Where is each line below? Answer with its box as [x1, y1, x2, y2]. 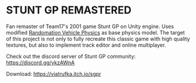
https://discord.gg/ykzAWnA [6, 59, 75, 66]
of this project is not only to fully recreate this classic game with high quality [6, 35, 190, 42]
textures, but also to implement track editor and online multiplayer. [6, 41, 166, 49]
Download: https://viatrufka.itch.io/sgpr [6, 70, 102, 77]
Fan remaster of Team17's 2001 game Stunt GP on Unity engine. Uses [6, 23, 174, 30]
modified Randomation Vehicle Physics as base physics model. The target [6, 29, 185, 36]
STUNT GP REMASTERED [6, 4, 132, 17]
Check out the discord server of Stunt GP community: [6, 53, 136, 60]
